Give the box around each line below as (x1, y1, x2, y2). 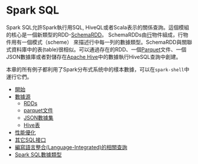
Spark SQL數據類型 (14, 151, 62, 158)
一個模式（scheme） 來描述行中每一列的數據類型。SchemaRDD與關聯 (21, 38, 192, 45)
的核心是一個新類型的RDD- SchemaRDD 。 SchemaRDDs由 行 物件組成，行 (6, 31, 183, 38)
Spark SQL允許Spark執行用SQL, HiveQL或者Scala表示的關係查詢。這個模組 (6, 24, 189, 31)
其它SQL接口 (14, 136, 46, 143)
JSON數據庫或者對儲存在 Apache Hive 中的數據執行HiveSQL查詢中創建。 (6, 53, 181, 60)
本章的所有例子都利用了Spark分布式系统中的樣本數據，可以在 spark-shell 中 (6, 65, 190, 73)
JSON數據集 (23, 114, 54, 121)
